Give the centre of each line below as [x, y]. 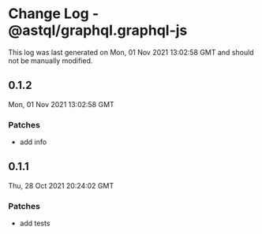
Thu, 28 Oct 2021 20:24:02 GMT [61, 185]
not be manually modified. [51, 61]
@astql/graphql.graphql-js [98, 30]
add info [33, 142]
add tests [35, 223]
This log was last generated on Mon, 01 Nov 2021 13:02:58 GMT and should [131, 52]
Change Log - [54, 14]
